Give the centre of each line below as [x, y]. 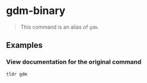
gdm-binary [36, 11]
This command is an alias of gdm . [60, 27]
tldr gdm [17, 74]
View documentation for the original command [74, 62]
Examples [24, 45]
